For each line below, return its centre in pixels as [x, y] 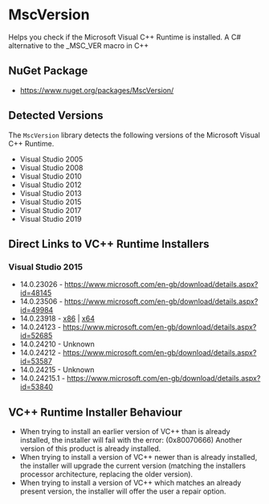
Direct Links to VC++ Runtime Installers [109, 244]
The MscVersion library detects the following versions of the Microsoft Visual [134, 135]
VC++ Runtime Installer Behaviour [96, 412]
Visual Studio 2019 [51, 219]
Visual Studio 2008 [51, 167]
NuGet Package [48, 71]
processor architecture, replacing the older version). [106, 474]
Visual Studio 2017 [51, 210]
